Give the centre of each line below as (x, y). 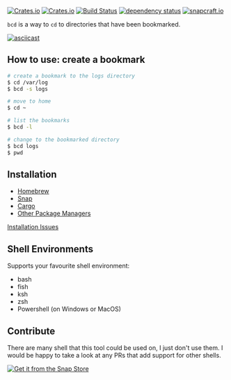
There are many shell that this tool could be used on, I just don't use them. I (115, 348)
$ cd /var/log (28, 82)
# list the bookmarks (39, 121)
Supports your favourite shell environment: (69, 266)
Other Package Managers (54, 214)
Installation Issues (33, 227)
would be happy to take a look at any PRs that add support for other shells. (114, 355)
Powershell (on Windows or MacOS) (69, 309)
